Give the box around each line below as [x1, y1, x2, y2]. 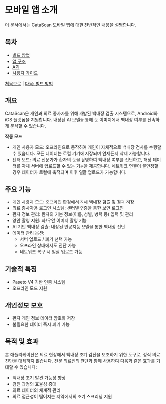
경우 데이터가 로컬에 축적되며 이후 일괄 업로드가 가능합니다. [12, 169, 127, 175]
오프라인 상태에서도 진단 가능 [19, 242, 76, 249]
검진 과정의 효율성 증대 [12, 381, 57, 387]
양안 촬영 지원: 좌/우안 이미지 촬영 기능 [12, 217, 87, 224]
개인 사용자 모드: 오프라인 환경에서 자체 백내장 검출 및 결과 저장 [12, 199, 134, 205]
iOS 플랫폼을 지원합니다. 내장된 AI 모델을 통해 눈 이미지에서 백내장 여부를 [5, 116, 147, 122]
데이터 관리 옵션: [12, 230, 45, 236]
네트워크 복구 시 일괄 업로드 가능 [19, 249, 83, 255]
